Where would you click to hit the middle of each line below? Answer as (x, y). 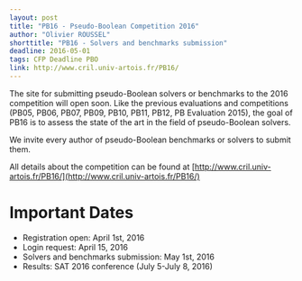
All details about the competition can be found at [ (102, 167)
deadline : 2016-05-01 (50, 51)
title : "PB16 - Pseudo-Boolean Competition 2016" (105, 26)
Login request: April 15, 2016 (75, 247)
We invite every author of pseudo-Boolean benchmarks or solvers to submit (150, 140)
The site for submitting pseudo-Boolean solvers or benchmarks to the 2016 (149, 93)
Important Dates (71, 213)
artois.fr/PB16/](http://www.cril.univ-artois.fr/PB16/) (105, 176)
